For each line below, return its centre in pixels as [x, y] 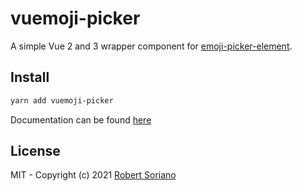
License [35, 151]
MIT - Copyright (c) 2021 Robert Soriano [93, 175]
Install [30, 77]
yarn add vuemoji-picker [62, 100]
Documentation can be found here [81, 119]
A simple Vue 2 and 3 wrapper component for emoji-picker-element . [151, 46]
